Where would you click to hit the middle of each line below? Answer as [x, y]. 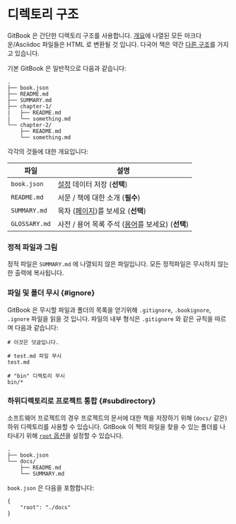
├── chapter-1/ [30, 106]
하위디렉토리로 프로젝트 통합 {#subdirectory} [82, 401]
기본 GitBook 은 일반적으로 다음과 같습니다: [67, 68]
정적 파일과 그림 [33, 247]
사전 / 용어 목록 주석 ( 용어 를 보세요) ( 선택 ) [123, 224]
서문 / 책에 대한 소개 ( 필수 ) [99, 198]
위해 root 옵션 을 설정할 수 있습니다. [75, 435]
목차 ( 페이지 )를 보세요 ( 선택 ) [102, 211]
